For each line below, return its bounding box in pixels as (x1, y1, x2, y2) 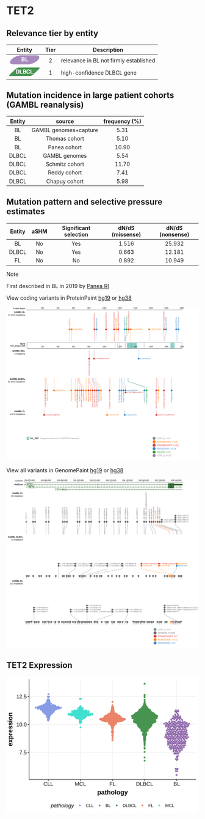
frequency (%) (103, 117, 142, 125)
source (56, 117, 74, 125)
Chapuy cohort (46, 177, 84, 185)
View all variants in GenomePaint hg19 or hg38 (6, 466, 124, 474)
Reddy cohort (48, 169, 82, 176)
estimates (6, 206, 45, 217)
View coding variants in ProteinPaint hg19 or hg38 (6, 294, 132, 302)
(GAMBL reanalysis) (6, 99, 84, 110)
